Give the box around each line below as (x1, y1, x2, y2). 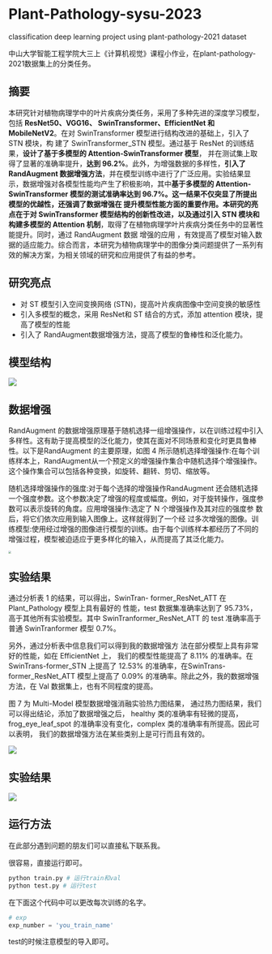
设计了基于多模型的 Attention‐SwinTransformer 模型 (23, 148, 200, 158)
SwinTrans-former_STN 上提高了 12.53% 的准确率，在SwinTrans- (8, 661, 227, 671)
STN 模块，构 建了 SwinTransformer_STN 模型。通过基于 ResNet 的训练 (8, 138, 248, 148)
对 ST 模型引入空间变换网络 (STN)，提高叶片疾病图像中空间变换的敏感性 (19, 299, 261, 309)
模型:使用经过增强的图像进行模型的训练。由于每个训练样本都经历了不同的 (15, 524, 259, 534)
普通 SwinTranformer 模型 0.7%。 (8, 624, 121, 633)
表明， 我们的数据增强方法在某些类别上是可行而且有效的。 (15, 729, 209, 739)
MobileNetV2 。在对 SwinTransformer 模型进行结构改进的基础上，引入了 (8, 127, 250, 138)
